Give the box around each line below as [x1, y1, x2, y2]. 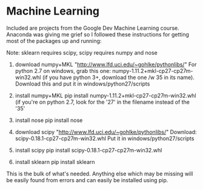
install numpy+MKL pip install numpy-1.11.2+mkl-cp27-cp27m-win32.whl [15, 92, 196, 99]
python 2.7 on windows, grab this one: [15, 67, 111, 74]
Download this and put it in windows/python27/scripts [15, 80, 150, 87]
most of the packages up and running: [6, 37, 102, 44]
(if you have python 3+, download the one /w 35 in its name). [42, 73, 195, 81]
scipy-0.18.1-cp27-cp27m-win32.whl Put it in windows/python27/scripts [15, 135, 195, 142]
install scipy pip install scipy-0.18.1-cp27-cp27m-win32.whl [15, 146, 162, 154]
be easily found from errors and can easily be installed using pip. [6, 176, 168, 183]
